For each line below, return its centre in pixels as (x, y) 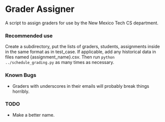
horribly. (21, 91)
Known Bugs (21, 75)
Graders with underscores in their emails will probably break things (81, 86)
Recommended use (29, 36)
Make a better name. (33, 115)
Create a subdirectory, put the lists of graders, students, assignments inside (82, 47)
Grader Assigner (40, 9)
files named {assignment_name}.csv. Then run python (60, 57)
